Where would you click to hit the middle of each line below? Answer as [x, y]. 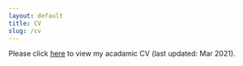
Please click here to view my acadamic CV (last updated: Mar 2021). [122, 54]
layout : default [36, 16]
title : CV [25, 23]
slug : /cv [25, 31]
